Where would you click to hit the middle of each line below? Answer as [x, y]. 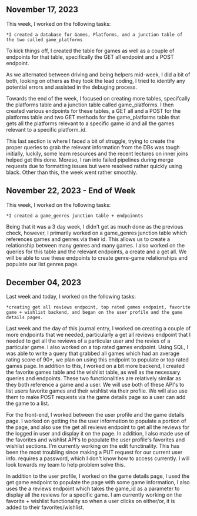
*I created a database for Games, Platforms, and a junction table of [94, 35]
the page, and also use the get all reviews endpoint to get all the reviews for [98, 427]
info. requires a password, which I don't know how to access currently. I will [98, 458]
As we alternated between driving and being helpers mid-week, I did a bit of [98, 74]
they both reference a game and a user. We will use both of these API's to [95, 385]
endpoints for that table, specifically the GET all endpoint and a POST [90, 57]
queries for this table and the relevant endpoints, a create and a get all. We [96, 252]
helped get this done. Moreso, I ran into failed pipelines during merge [90, 160]
